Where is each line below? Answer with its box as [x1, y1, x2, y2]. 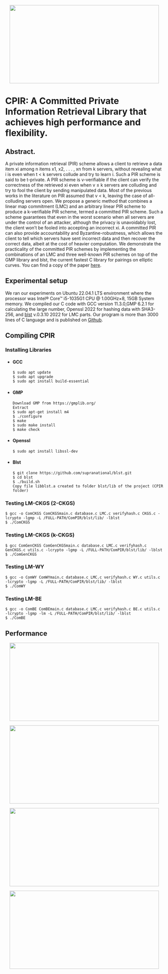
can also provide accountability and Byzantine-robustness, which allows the [5, 230, 163, 236]
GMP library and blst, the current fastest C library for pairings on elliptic [5, 257, 153, 262]
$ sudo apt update [12, 370, 51, 375]
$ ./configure [12, 414, 42, 419]
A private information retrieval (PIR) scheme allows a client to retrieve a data [5, 161, 162, 166]
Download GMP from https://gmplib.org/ [12, 400, 96, 406]
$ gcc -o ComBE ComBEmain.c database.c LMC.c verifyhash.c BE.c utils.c [5, 606, 160, 612]
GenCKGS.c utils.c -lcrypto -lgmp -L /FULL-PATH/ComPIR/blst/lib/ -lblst [5, 547, 163, 553]
